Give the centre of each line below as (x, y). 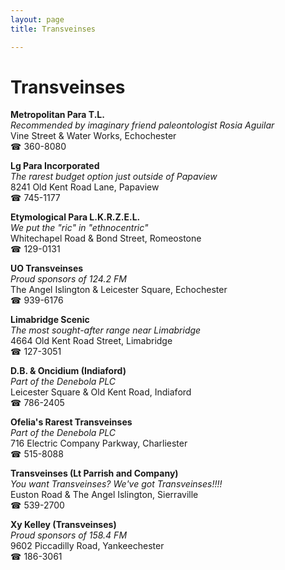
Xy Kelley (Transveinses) (63, 525)
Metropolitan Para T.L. (57, 115)
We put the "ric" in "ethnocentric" (79, 228)
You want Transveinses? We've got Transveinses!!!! (116, 484)
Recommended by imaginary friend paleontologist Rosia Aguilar (142, 125)
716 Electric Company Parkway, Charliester (99, 443)
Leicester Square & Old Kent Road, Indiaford (101, 392)
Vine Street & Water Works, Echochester (93, 136)
